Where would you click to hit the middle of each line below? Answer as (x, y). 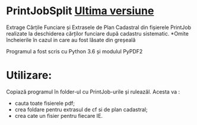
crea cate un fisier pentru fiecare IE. (58, 116)
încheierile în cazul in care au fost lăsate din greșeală (71, 40)
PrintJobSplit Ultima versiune (80, 11)
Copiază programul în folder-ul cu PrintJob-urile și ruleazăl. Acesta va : (93, 92)
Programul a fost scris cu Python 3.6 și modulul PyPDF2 (74, 51)
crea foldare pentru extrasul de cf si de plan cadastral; (81, 109)
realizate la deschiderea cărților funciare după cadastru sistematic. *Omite (97, 33)
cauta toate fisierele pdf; (45, 103)
